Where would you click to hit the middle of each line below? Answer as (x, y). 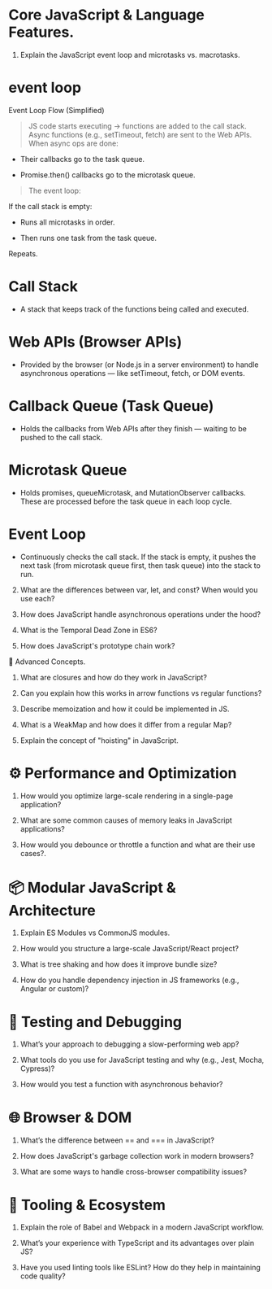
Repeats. (23, 253)
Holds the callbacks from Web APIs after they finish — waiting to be (134, 428)
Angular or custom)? (54, 989)
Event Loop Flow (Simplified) (56, 110)
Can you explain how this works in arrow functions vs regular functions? (141, 693)
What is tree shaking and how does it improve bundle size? (119, 964)
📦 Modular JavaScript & (92, 887)
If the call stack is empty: (50, 206)
